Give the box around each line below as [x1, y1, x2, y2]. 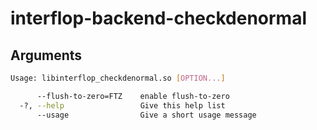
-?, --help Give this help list [19, 100, 226, 111]
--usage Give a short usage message [36, 110, 257, 120]
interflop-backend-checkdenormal [10, 7, 308, 30]
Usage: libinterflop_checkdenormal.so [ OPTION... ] [10, 73, 226, 83]
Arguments [10, 47, 83, 64]
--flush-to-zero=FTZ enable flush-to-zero [36, 91, 230, 101]
